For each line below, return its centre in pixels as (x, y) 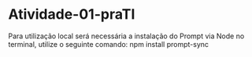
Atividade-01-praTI (72, 14)
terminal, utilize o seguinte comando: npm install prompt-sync (109, 44)
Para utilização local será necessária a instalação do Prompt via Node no (126, 36)
